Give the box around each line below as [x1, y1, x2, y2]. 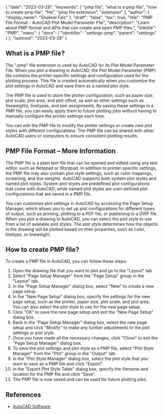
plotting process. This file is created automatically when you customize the [5, 77, 155, 83]
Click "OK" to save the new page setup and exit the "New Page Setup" [12, 309, 154, 315]
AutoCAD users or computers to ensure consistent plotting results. [5, 132, 139, 138]
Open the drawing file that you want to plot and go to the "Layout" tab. [12, 268, 153, 274]
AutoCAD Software [12, 404, 50, 410]
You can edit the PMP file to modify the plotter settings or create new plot [5, 122, 152, 128]
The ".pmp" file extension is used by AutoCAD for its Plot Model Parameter [5, 62, 155, 68]
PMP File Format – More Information [5, 147, 116, 155]
